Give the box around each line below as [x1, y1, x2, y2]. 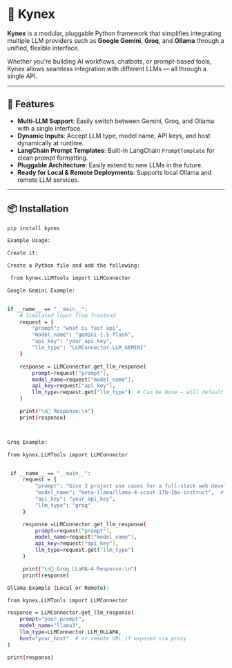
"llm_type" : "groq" [35, 501, 91, 509]
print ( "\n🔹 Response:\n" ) [19, 408, 95, 415]
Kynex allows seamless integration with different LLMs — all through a [7, 64, 207, 73]
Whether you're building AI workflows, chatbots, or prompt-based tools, [7, 57, 212, 65]
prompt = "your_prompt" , [19, 615, 85, 623]
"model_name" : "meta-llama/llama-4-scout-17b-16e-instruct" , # [35, 489, 224, 497]
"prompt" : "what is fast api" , [32, 325, 122, 332]
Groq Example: [7, 438, 48, 445]
